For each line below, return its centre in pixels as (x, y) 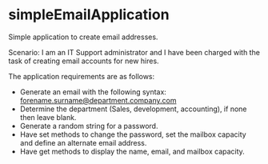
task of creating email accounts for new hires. (84, 61)
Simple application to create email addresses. (83, 37)
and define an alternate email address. (83, 142)
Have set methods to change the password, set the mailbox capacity (133, 134)
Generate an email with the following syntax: (93, 92)
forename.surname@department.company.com (98, 100)
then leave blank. (48, 117)
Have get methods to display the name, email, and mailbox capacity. (132, 151)
